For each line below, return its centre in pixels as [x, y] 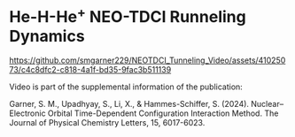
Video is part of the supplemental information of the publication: [126, 87]
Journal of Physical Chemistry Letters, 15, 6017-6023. [107, 123]
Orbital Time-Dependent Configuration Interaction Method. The [163, 113]
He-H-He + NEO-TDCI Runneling [128, 15]
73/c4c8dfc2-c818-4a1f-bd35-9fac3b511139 [90, 70]
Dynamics [47, 36]
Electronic [27, 113]
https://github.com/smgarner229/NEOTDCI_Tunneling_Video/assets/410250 [147, 60]
